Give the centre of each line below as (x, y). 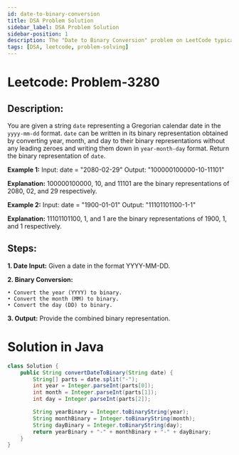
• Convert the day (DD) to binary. (60, 305)
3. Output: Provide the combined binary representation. (89, 318)
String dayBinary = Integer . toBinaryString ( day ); (108, 425)
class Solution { (33, 366)
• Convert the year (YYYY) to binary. (65, 293)
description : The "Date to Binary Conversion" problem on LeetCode (110, 41)
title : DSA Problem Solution (51, 21)
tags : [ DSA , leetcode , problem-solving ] (68, 47)
